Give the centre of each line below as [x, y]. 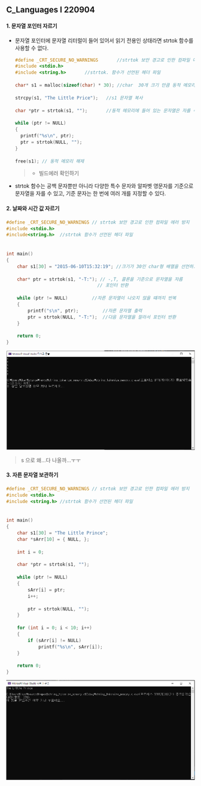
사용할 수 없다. [32, 48]
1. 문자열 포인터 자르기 [32, 26]
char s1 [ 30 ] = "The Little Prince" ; [63, 533]
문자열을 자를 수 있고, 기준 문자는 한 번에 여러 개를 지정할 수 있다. [90, 194]
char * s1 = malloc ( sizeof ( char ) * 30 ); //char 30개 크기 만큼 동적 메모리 [105, 85]
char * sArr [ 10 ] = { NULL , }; [53, 539]
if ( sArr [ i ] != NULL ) [55, 640]
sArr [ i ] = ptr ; [47, 590]
